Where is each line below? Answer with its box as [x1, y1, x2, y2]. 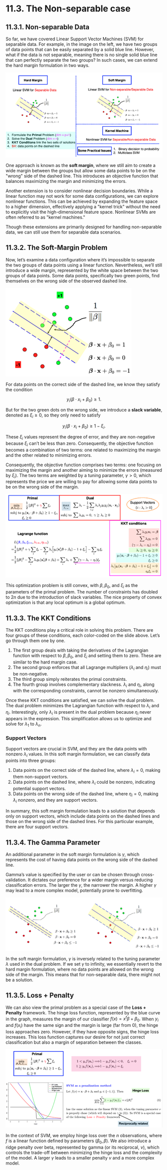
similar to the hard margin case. [12, 659, 78, 665]
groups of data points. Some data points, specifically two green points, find [5, 272, 160, 278]
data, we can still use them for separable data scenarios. [5, 229, 122, 235]
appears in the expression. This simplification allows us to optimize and [5, 716, 152, 722]
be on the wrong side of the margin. [5, 484, 79, 490]
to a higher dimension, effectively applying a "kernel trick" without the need [5, 203, 161, 209]
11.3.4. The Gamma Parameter [5, 838, 100, 846]
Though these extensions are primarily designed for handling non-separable [5, 224, 162, 230]
